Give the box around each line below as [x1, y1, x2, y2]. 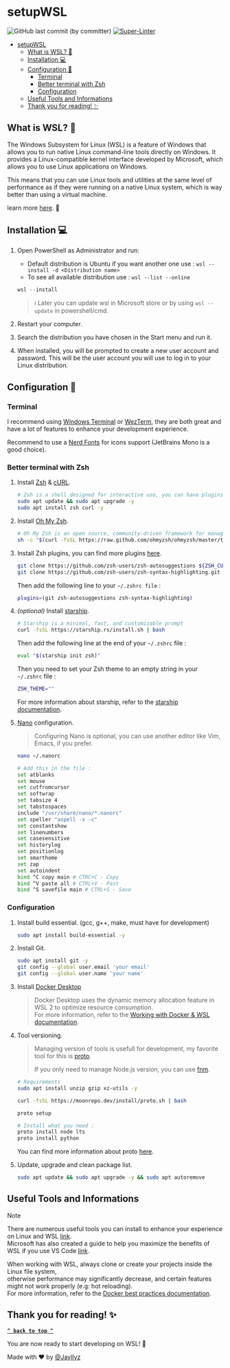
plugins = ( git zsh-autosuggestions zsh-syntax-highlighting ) [16, 595, 193, 601]
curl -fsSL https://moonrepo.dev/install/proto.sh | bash [16, 1097, 187, 1104]
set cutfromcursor [16, 784, 70, 791]
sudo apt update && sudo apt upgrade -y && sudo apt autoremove [16, 1174, 205, 1181]
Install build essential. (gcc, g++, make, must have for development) [16, 918, 209, 926]
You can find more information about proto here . [16, 1147, 154, 1156]
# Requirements [16, 1078, 61, 1086]
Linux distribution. [16, 361, 69, 370]
